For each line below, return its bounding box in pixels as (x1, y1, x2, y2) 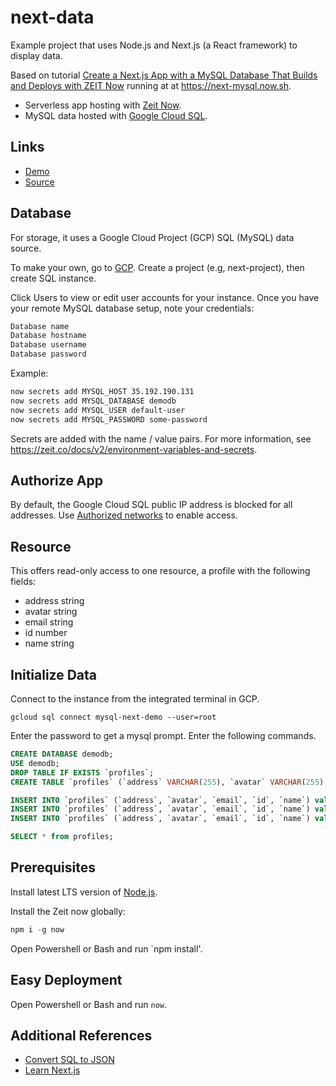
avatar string (24, 606, 78, 618)
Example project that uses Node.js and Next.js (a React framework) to (10, 39, 298, 51)
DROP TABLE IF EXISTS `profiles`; (10, 767, 155, 778)
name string (24, 637, 75, 650)
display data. (10, 49, 63, 61)
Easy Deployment (10, 972, 123, 989)
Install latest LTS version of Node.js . (10, 886, 158, 898)
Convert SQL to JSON (24, 1054, 115, 1066)
